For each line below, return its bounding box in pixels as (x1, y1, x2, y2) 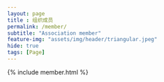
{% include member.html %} (7, 67, 89, 76)
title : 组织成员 (7, 17, 54, 24)
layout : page (7, 10, 45, 17)
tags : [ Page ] (7, 49, 45, 56)
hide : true (7, 42, 39, 49)
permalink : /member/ (7, 23, 68, 30)
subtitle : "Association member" (7, 29, 101, 37)
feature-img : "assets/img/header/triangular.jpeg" (7, 36, 158, 43)
